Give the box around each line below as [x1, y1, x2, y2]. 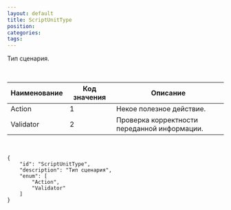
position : [7, 23, 36, 30]
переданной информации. [115, 124, 203, 134]
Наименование [10, 89, 63, 98]
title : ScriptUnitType [7, 16, 72, 23]
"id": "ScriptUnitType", [19, 161, 91, 168]
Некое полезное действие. [115, 104, 206, 114]
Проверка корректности [115, 115, 198, 125]
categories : [7, 29, 41, 36]
